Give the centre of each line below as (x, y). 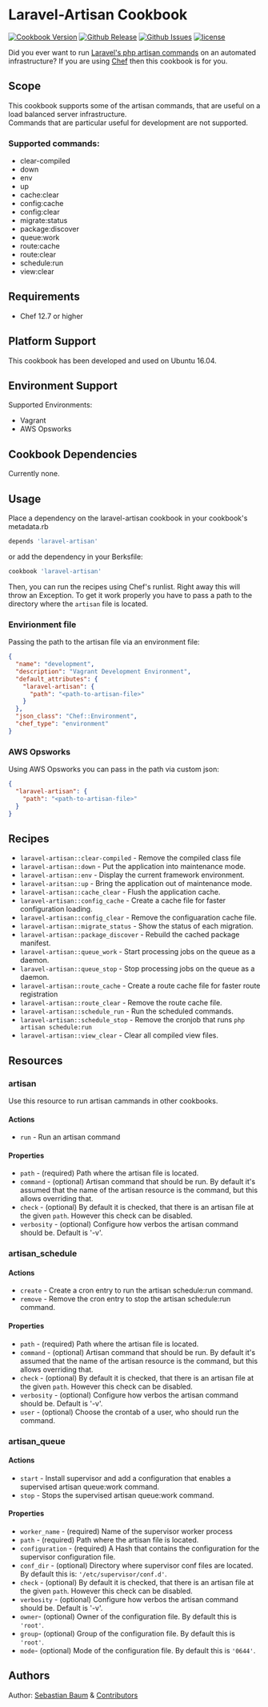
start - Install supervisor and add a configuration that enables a (125, 1478)
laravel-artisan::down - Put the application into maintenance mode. (133, 867)
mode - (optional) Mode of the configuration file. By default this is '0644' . (138, 1651)
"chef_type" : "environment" (62, 724)
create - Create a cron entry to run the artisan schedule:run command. (136, 1290)
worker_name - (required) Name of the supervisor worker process (126, 1531)
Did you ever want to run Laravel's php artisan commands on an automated (132, 52)
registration (39, 994)
